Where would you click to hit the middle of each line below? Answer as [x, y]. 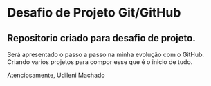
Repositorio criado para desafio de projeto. [101, 38]
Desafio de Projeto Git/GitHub [94, 13]
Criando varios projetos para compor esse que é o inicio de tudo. [100, 62]
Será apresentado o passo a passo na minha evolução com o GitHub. [106, 54]
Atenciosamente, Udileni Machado [56, 75]
